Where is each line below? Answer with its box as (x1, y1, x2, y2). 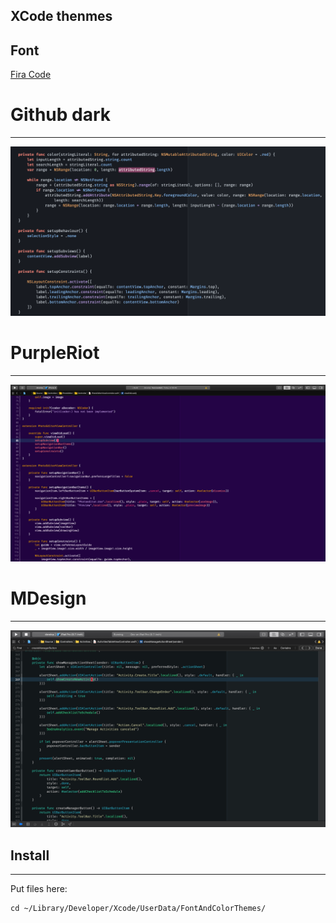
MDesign (10, 587, 87, 610)
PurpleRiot (10, 342, 100, 364)
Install (10, 847, 50, 864)
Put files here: (10, 883, 68, 895)
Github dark (10, 104, 112, 126)
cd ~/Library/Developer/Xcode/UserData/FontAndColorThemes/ (10, 904, 267, 914)
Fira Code (10, 69, 52, 81)
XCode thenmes (10, 8, 113, 25)
